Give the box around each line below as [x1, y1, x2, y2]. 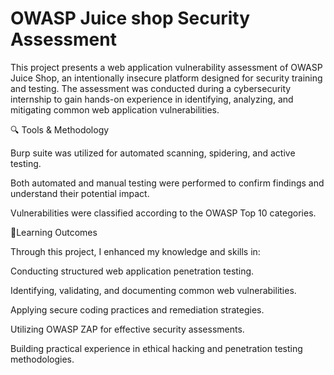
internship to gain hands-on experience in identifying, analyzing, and [10, 93, 294, 105]
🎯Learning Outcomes [10, 226, 98, 238]
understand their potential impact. [10, 187, 150, 199]
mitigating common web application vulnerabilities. [10, 103, 220, 116]
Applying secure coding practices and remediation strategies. [10, 303, 265, 316]
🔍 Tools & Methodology [10, 123, 110, 136]
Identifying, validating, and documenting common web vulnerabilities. [10, 284, 297, 296]
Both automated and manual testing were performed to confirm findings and [10, 177, 325, 189]
